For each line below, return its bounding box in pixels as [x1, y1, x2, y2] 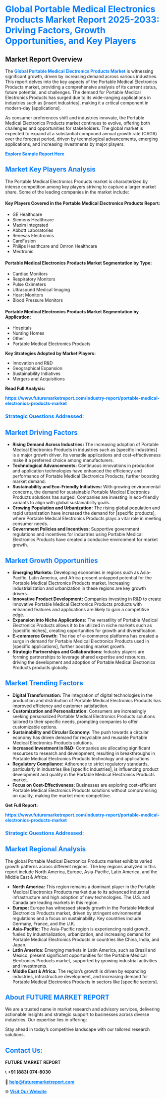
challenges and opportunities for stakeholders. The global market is [5, 125, 143, 131]
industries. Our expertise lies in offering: [5, 1017, 87, 1023]
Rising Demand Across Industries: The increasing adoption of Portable [12, 442, 159, 448]
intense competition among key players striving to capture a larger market [5, 183, 156, 189]
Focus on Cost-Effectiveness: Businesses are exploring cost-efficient [12, 782, 156, 788]
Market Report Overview [5, 55, 83, 63]
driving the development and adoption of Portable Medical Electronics [12, 659, 156, 665]
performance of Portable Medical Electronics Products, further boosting [12, 473, 160, 479]
